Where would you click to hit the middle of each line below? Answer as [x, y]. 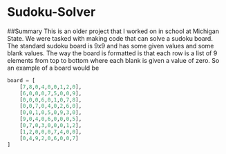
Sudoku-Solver [51, 12]
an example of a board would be [53, 68]
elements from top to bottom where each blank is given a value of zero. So [113, 60]
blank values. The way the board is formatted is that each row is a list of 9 [112, 53]
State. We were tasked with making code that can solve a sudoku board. [110, 38]
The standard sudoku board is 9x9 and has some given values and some [111, 46]
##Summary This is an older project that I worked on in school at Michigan [113, 31]
